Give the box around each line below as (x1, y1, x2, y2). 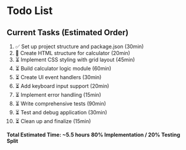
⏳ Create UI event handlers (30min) (15, 74, 102, 80)
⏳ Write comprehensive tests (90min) (15, 100, 107, 107)
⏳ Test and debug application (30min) (15, 109, 108, 115)
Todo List (6, 4, 53, 18)
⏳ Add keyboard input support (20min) (15, 83, 109, 89)
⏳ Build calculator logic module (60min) (15, 65, 111, 71)
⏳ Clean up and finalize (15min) (15, 118, 91, 124)
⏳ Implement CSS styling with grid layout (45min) (15, 56, 135, 63)
